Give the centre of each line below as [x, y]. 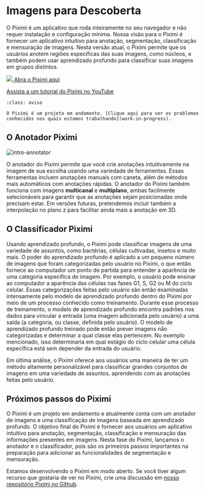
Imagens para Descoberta [74, 11]
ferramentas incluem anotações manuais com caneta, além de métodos [97, 177]
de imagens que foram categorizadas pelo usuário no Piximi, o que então [99, 263]
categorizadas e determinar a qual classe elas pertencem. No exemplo [96, 335]
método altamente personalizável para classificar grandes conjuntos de [97, 366]
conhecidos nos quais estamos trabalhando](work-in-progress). [89, 118]
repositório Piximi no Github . [42, 484]
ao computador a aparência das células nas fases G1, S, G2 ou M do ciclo [99, 283]
